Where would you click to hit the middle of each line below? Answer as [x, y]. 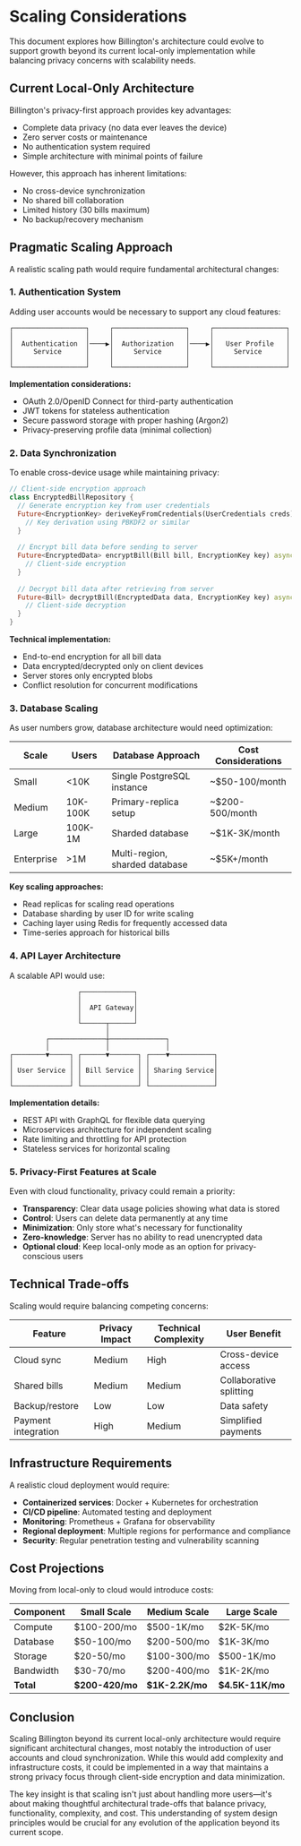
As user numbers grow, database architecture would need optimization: [141, 728]
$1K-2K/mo [244, 1670]
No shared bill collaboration [73, 200]
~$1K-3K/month [245, 833]
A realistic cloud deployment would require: [90, 1485]
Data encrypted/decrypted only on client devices [113, 666]
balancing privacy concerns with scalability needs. [103, 60]
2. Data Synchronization [63, 452]
